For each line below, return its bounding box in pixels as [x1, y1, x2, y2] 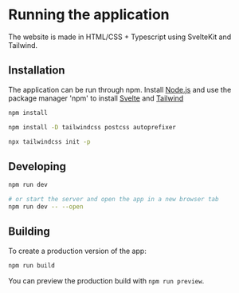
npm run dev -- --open [8, 202, 84, 211]
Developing [8, 160, 66, 173]
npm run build [8, 261, 56, 269]
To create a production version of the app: [8, 246, 147, 255]
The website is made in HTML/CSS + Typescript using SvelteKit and [8, 32, 232, 42]
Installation [8, 64, 65, 77]
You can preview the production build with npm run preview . [8, 275, 205, 285]
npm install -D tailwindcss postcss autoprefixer [8, 123, 177, 131]
